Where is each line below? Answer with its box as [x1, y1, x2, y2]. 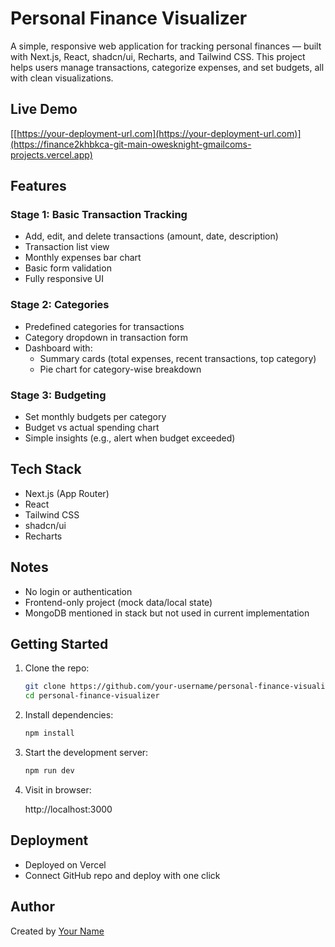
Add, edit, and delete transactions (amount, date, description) [24, 230, 279, 242]
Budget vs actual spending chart [24, 422, 160, 434]
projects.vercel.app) [10, 148, 93, 161]
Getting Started [10, 636, 109, 653]
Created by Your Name [10, 925, 105, 937]
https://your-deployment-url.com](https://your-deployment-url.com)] [16, 127, 302, 139]
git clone [24, 682, 67, 692]
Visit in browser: [24, 783, 92, 796]
